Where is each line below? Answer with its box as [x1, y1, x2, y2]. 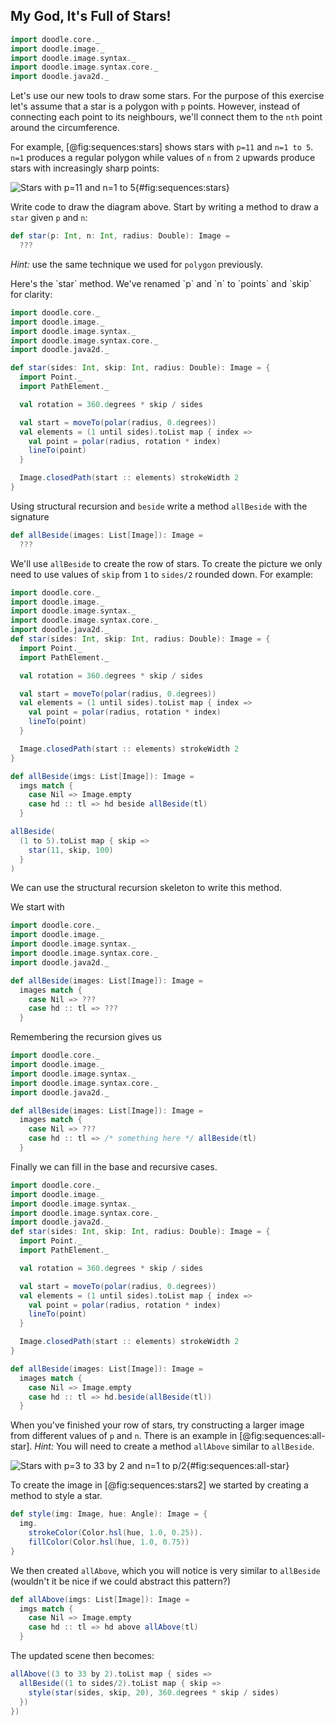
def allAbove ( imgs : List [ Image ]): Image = [10, 1594, 190, 1604]
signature [10, 510, 50, 523]
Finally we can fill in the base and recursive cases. [10, 1160, 218, 1173]
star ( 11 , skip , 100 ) [28, 845, 114, 855]
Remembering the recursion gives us [10, 1031, 162, 1043]
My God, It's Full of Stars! [10, 8, 172, 25]
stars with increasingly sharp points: [10, 162, 160, 174]
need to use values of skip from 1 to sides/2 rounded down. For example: [10, 568, 314, 580]
